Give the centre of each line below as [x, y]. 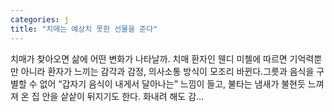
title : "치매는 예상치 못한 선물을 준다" [84, 29]
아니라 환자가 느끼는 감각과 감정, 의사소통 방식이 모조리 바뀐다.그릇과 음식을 [167, 71]
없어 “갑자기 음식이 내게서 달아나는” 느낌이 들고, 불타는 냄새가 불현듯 [172, 83]
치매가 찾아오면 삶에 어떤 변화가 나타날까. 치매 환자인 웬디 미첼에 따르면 [149, 58]
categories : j [40, 19]
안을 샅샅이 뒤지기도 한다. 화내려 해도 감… [123, 96]
